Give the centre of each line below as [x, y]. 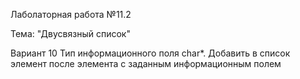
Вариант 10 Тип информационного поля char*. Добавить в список [150, 53]
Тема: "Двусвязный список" [70, 33]
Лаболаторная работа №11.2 [71, 14]
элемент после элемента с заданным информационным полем [146, 63]
